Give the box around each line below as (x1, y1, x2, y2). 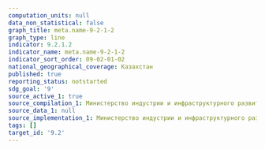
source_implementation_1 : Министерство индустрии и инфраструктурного (8, 114, 245, 122)
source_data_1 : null (8, 107, 77, 115)
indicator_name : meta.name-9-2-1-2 (8, 48, 125, 56)
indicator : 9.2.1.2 (8, 41, 73, 49)
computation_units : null (8, 11, 90, 20)
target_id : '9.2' (8, 129, 65, 136)
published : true (8, 70, 62, 78)
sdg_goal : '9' (8, 84, 55, 93)
